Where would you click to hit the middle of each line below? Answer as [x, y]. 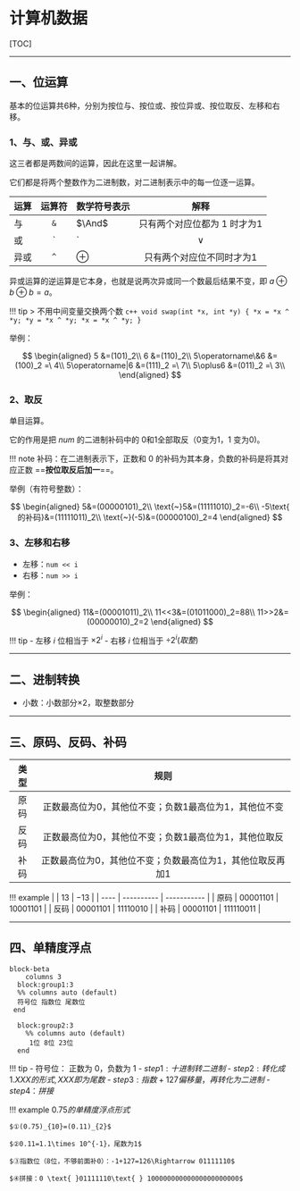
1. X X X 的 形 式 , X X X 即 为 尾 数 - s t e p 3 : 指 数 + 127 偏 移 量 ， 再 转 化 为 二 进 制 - [140, 1079]
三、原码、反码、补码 [68, 742]
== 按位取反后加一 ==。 [76, 470]
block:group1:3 [46, 985]
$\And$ [92, 223]
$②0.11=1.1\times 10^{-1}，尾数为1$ [76, 1144]
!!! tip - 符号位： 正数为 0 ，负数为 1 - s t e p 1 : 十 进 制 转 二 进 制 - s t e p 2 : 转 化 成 [147, 1068]
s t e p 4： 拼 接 [32, 1090]
